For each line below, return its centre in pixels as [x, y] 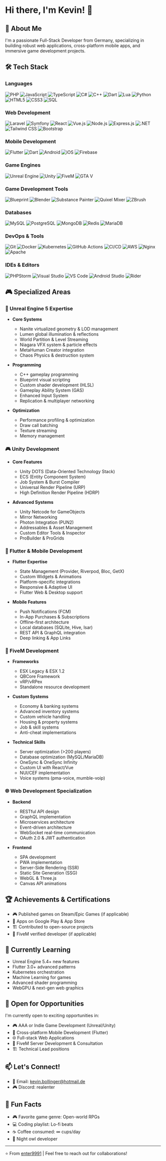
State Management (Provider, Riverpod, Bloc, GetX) [72, 571]
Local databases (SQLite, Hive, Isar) [56, 627]
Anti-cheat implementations [48, 733]
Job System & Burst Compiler [50, 482]
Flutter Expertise [30, 562]
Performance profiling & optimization [57, 420]
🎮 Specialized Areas [38, 292]
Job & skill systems [39, 727]
